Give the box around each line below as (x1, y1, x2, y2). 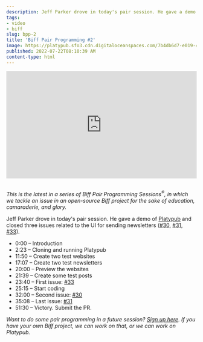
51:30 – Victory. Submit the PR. (14, 304, 92, 311)
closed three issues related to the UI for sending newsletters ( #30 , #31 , (6, 222, 183, 229)
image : (6, 43, 23, 49)
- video (6, 20, 26, 26)
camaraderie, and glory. (6, 203, 67, 211)
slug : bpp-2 (6, 31, 36, 38)
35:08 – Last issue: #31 (14, 297, 72, 304)
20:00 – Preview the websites (14, 265, 89, 272)
